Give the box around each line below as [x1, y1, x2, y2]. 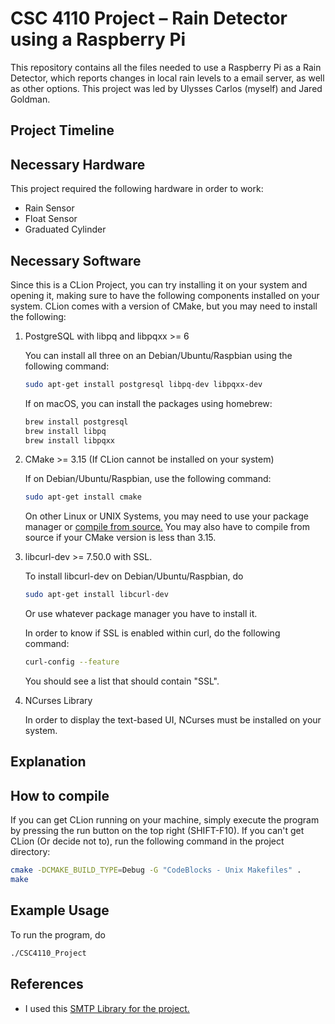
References [10, 976, 84, 993]
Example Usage [10, 902, 110, 919]
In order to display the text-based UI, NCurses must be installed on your [24, 714, 322, 726]
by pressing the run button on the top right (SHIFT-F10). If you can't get [10, 825, 305, 837]
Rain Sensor [24, 202, 75, 214]
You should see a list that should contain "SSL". [24, 675, 220, 687]
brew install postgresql [24, 417, 129, 427]
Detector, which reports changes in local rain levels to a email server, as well [10, 72, 325, 84]
